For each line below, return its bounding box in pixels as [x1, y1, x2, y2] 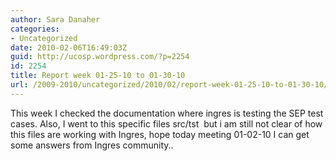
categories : [10, 24, 60, 34]
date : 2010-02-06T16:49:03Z [10, 42, 128, 53]
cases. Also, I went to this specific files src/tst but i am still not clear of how [10, 117, 323, 130]
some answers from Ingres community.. [10, 139, 174, 151]
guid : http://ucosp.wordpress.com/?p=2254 [10, 52, 190, 62]
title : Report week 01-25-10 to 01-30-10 [10, 71, 186, 81]
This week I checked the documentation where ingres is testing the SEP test [10, 107, 324, 119]
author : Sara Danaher [10, 14, 101, 25]
